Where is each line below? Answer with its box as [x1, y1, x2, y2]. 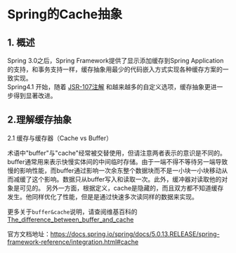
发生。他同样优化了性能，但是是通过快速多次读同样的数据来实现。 [7, 192, 198, 200]
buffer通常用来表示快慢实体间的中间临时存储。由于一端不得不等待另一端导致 [7, 157, 228, 165]
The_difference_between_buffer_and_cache [7, 215, 134, 224]
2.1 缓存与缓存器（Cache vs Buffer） [7, 134, 112, 142]
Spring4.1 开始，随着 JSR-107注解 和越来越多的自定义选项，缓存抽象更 [7, 83, 211, 91]
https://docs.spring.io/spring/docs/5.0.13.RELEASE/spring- [50, 229, 220, 238]
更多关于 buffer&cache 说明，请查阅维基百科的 [7, 207, 138, 216]
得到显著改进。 [13, 92, 57, 100]
